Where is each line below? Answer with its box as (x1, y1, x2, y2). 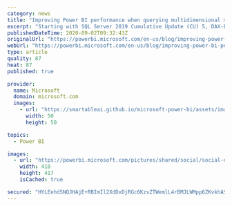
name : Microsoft (13, 87, 60, 94)
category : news (7, 10, 51, 17)
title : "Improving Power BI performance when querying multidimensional (7, 17, 221, 24)
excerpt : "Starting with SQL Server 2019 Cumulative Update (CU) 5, (7, 23, 209, 30)
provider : (7, 80, 36, 87)
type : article (7, 49, 48, 56)
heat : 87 (7, 62, 32, 68)
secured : (7, 188, 32, 196)
